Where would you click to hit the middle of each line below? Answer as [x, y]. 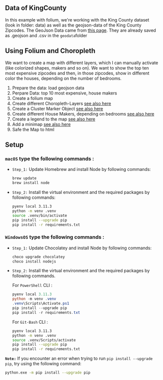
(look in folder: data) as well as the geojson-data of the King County [73, 25]
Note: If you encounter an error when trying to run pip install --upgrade [79, 358]
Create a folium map [32, 98]
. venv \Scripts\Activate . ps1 [41, 304]
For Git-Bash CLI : [30, 322]
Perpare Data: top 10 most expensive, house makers [64, 93]
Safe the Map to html [33, 129]
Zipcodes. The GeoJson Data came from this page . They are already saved [81, 30]
